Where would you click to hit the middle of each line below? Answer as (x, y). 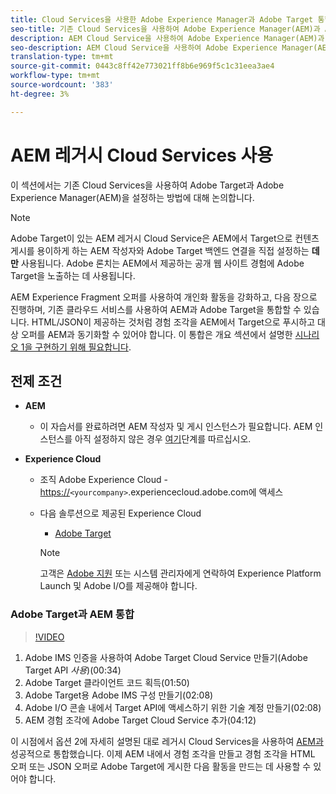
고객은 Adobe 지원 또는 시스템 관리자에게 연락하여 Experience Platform (180, 573)
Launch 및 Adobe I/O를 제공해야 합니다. (118, 586)
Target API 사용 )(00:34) (73, 670)
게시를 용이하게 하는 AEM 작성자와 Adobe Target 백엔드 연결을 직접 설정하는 (160, 250)
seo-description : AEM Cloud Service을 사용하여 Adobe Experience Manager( (164, 47)
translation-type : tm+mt (62, 57)
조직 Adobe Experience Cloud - (103, 480)
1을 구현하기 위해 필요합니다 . (76, 347)
